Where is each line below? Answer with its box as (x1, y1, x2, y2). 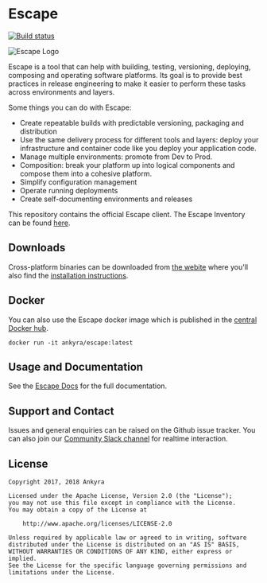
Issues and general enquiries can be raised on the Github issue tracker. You (8, 426, 256, 435)
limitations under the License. (8, 569, 115, 577)
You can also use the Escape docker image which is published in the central (8, 315, 257, 325)
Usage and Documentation (8, 360, 144, 374)
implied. (8, 554, 37, 562)
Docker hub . (8, 323, 49, 332)
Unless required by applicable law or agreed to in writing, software (8, 534, 247, 542)
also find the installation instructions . (8, 270, 129, 280)
